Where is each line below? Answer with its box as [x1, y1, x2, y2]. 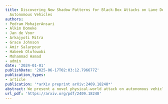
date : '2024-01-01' [5, 63, 46, 68]
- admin [5, 58, 21, 63]
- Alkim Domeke [5, 26, 37, 31]
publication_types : [5, 72, 46, 77]
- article [5, 77, 26, 82]
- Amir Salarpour [5, 44, 41, 49]
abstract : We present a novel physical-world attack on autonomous [5, 86, 149, 91]
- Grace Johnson [5, 40, 39, 45]
